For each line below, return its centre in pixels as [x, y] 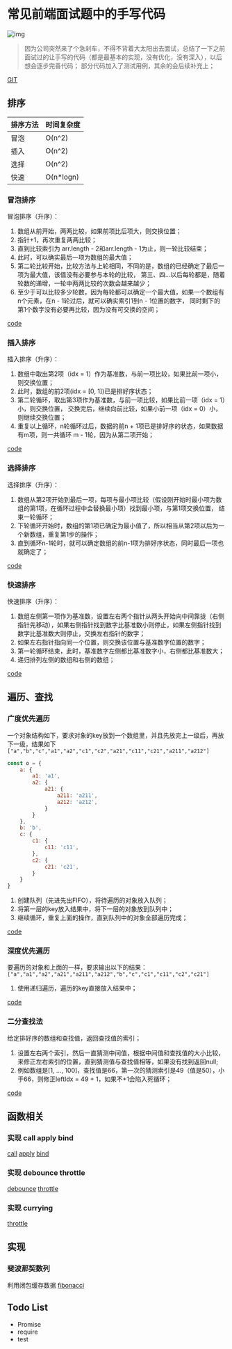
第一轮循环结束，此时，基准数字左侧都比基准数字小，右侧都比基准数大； [121, 651]
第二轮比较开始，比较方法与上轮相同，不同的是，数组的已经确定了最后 [118, 266]
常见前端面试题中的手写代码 [86, 14]
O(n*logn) [63, 177]
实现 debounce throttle [46, 1173]
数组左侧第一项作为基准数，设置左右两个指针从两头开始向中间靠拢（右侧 [121, 616]
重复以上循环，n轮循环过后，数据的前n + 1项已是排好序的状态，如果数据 [120, 426]
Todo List [28, 1308]
